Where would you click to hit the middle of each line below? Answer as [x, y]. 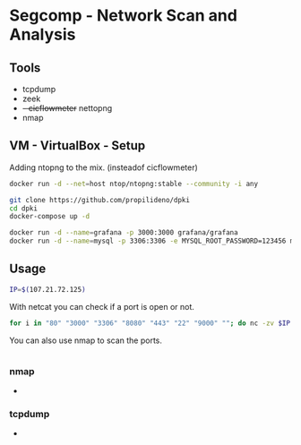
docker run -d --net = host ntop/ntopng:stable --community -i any [133, 184]
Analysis [43, 34]
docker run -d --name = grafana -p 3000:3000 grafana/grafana [124, 233]
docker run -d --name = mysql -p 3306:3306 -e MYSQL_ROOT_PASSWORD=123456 [148, 241]
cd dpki [24, 208]
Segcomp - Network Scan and [123, 16]
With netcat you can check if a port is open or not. [102, 306]
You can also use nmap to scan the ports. [86, 340]
